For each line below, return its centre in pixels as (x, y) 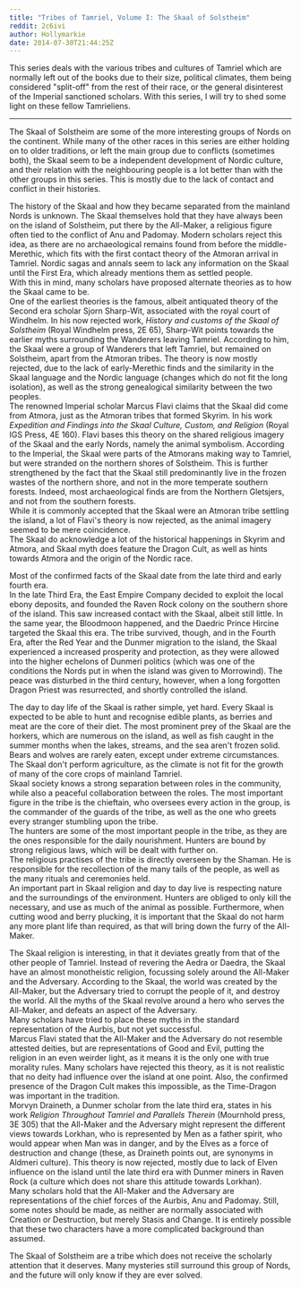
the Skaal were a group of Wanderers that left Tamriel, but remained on (140, 349)
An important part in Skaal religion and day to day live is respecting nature (146, 889)
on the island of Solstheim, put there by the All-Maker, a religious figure (141, 226)
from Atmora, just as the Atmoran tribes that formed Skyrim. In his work (141, 416)
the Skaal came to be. (49, 292)
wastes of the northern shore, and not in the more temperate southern (139, 482)
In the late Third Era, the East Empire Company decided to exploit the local (146, 595)
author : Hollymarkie (48, 34)
